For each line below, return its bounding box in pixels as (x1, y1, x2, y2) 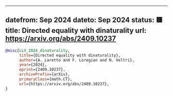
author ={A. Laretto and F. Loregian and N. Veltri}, (19, 57, 135, 63)
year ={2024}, (19, 62, 47, 67)
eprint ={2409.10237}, (19, 67, 66, 72)
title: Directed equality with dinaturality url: (5, 26, 147, 35)
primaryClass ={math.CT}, (19, 76, 73, 82)
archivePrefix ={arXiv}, (19, 72, 71, 77)
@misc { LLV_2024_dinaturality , (5, 48, 71, 53)
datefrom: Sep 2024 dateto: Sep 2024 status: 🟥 (5, 16, 163, 25)
